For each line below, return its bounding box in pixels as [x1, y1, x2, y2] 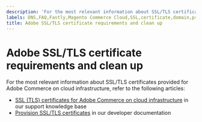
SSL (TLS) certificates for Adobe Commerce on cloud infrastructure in [14, 97, 189, 104]
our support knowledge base [14, 103, 87, 110]
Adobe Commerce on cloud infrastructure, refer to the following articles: [6, 85, 185, 92]
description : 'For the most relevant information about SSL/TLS [6, 8, 171, 15]
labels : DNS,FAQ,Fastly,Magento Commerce [6, 14, 112, 20]
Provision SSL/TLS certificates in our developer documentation [14, 109, 171, 117]
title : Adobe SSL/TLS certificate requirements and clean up [6, 20, 163, 26]
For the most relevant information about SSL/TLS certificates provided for [6, 79, 188, 86]
